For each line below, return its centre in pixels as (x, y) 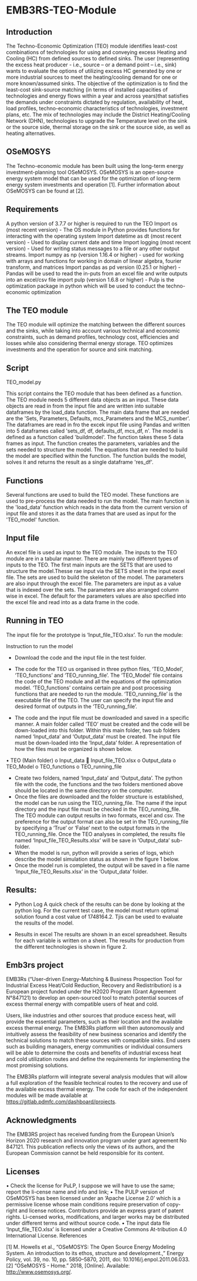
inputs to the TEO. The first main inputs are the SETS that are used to (89, 565)
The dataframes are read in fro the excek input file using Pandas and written (98, 425)
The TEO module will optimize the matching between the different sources (96, 325)
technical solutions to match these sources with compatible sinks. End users (98, 1040)
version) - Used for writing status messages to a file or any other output (93, 248)
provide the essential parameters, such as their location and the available (94, 1022)
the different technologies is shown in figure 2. (71, 946)
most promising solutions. (37, 1066)
